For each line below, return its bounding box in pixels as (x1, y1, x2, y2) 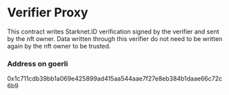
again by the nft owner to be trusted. (7, 42, 111, 50)
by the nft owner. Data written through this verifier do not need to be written (7, 34, 223, 42)
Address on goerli (7, 59, 68, 68)
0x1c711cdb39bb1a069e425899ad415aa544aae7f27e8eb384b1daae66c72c (7, 74, 223, 83)
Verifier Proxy (7, 5, 88, 21)
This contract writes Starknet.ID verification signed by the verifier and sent (7, 27, 219, 36)
